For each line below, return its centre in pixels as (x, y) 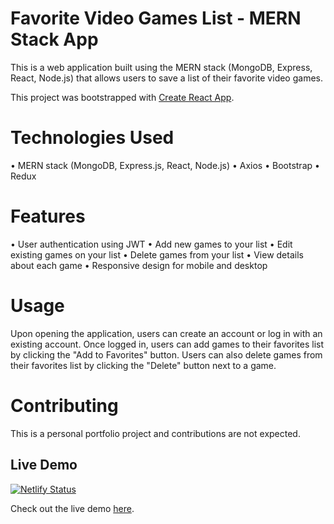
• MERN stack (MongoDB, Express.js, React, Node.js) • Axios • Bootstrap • (165, 165)
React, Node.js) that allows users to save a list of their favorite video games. (166, 78)
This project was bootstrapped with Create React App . (122, 97)
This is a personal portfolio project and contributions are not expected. (155, 433)
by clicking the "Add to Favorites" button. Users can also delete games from (166, 354)
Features (48, 216)
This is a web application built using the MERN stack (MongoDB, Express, (161, 67)
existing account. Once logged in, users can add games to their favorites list (167, 344)
